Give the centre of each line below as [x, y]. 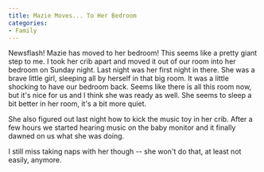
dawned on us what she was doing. [66, 136]
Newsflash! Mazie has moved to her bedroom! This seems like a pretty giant [133, 53]
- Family [23, 30]
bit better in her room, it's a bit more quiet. [78, 104]
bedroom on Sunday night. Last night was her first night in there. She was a [132, 70]
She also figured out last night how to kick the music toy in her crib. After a [130, 119]
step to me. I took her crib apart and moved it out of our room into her [122, 61]
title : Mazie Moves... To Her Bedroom [72, 16]
